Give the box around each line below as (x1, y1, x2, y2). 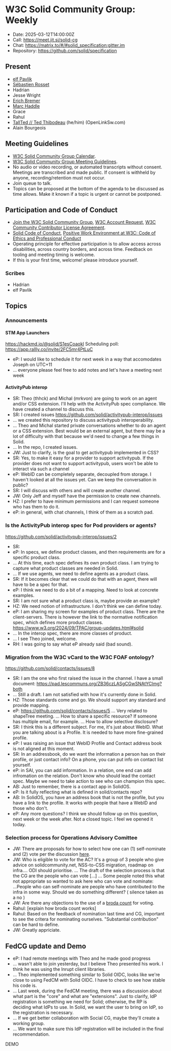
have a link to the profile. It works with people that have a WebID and (12, 800, 157, 806)
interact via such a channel (12, 466, 70, 472)
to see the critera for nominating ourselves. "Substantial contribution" (12, 916, 159, 922)
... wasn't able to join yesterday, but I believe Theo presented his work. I (12, 961, 164, 967)
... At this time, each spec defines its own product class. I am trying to (12, 559, 159, 566)
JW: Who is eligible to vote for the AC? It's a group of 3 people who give (12, 857, 164, 863)
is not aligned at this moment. (12, 746, 75, 752)
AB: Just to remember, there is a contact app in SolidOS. (12, 783, 131, 789)
